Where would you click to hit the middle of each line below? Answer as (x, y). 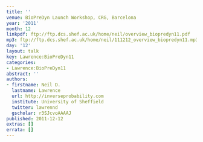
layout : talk (23, 51)
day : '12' (19, 46)
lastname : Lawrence (36, 91)
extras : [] (20, 124)
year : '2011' (23, 23)
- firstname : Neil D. (34, 85)
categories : (21, 62)
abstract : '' (23, 74)
